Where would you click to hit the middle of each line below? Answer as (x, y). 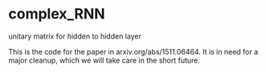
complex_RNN (57, 14)
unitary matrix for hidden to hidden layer (75, 36)
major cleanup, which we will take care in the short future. (104, 60)
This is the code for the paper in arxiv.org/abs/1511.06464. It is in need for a (133, 51)
